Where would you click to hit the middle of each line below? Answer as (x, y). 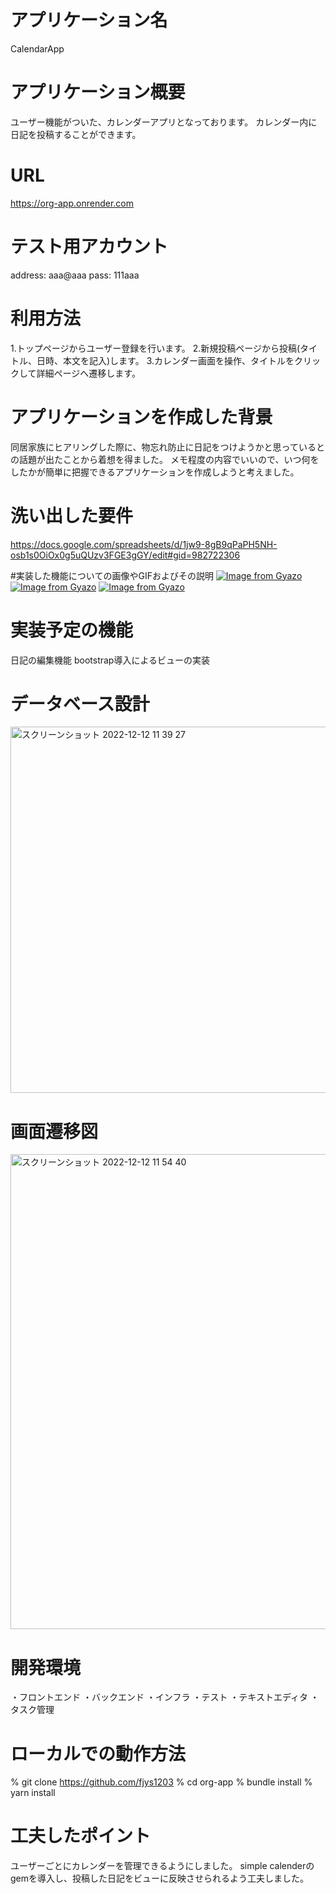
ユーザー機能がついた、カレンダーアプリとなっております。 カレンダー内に (164, 122)
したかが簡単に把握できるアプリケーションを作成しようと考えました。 (155, 472)
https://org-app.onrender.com (72, 203)
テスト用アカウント (89, 247)
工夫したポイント (81, 1836)
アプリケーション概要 (98, 92)
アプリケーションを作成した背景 (141, 417)
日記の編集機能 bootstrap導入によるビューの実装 (110, 660)
